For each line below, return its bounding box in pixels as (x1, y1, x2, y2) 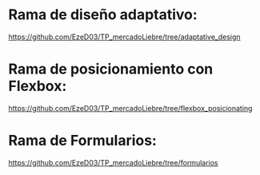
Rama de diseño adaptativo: (8, 6, 198, 24)
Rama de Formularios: (8, 132, 158, 149)
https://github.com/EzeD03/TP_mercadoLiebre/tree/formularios (8, 157, 218, 167)
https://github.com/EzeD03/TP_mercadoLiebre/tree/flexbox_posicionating (8, 103, 253, 113)
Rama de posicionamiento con (8, 60, 214, 78)
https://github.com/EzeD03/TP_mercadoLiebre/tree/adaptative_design (8, 32, 242, 42)
